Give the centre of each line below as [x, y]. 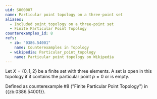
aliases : [14, 19]
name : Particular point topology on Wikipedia [64, 57]
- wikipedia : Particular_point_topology [53, 52]
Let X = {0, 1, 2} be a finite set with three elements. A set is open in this [79, 71]
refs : [11, 38]
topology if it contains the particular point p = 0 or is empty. [67, 77]
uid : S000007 [19, 10]
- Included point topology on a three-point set [62, 24]
